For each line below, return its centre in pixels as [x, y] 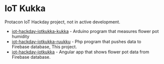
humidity [21, 36]
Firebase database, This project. [44, 47]
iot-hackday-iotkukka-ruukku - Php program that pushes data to [76, 41]
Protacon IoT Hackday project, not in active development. [62, 22]
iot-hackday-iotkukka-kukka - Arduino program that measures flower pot [85, 31]
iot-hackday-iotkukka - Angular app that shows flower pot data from [81, 52]
